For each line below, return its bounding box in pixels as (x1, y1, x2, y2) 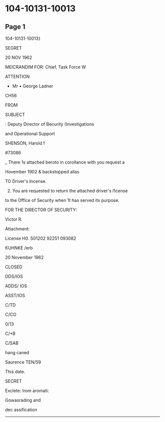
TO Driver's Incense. (5, 178, 47, 184)
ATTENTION (5, 74, 30, 79)
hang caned (5, 350, 29, 355)
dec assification (5, 407, 37, 413)
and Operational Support (5, 131, 55, 137)
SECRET (5, 378, 22, 384)
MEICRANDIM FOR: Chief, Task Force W (5, 64, 86, 70)
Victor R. (5, 217, 23, 222)
